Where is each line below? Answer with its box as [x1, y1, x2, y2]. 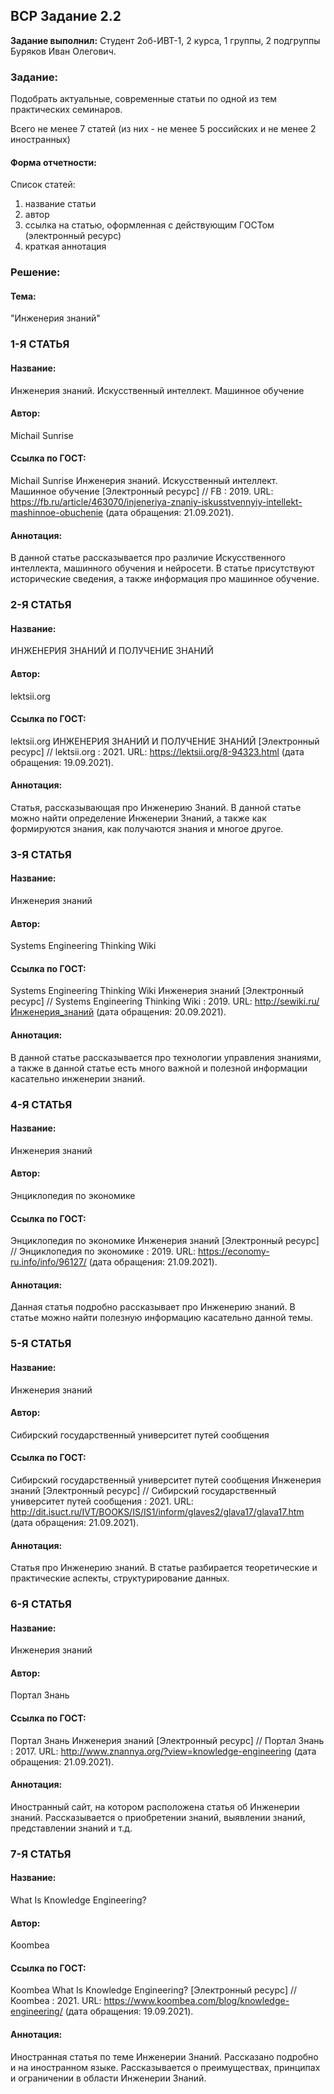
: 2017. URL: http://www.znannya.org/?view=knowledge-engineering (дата [10, 1745, 317, 1757]
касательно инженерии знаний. [10, 1072, 146, 1084]
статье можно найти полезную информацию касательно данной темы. [10, 1312, 314, 1324]
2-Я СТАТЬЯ [10, 598, 72, 612]
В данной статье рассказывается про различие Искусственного [10, 552, 286, 564]
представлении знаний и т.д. [10, 1822, 133, 1834]
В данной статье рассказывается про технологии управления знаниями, [10, 1051, 322, 1063]
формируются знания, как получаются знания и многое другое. [10, 822, 284, 834]
